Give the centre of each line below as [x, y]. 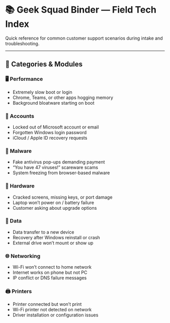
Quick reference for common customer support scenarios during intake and [84, 38]
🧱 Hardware [20, 186]
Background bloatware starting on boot [53, 103]
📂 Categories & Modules [44, 64]
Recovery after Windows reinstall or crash [56, 237]
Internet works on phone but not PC [50, 273]
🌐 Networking [23, 256]
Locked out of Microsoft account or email [56, 127]
